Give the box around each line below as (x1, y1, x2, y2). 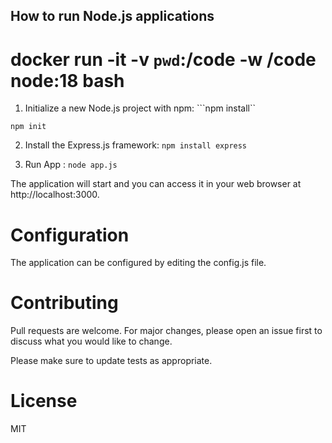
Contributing (10, 292, 119, 314)
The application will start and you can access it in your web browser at (10, 178, 302, 190)
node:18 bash (10, 69, 125, 92)
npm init (10, 122, 47, 132)
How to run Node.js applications (10, 8, 215, 25)
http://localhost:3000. (10, 189, 100, 201)
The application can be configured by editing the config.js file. (10, 257, 267, 269)
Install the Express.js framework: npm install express (24, 139, 248, 151)
